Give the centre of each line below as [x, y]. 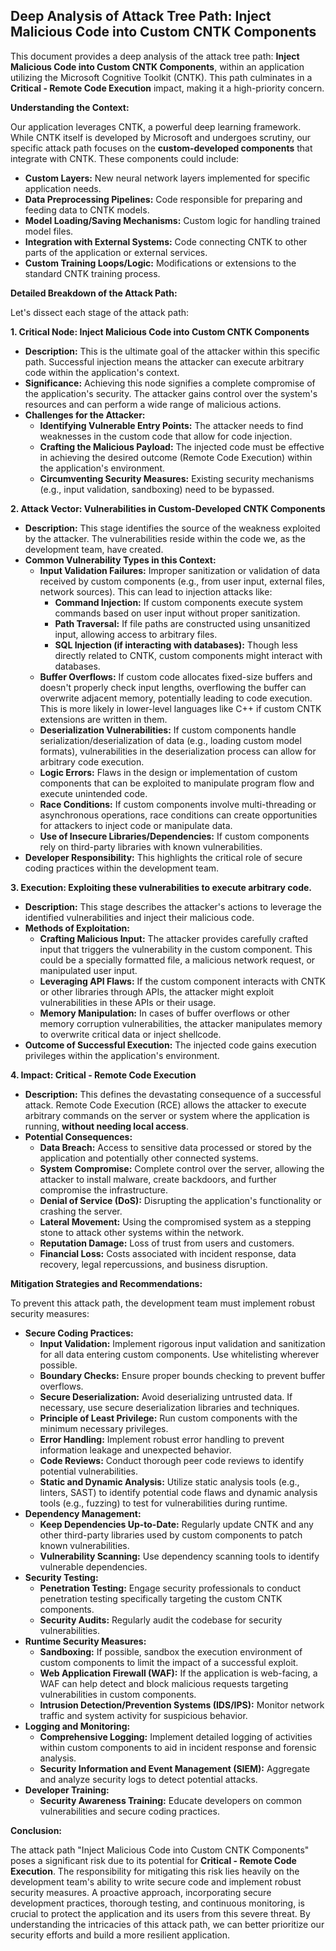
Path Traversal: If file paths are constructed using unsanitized [182, 623]
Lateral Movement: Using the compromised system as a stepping [175, 1221]
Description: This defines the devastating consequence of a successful [173, 1094]
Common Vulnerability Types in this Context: [120, 560]
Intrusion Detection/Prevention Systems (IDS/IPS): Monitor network [182, 1705]
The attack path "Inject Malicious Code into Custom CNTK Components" [160, 1850]
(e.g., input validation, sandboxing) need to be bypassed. [157, 489]
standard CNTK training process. [92, 273]
